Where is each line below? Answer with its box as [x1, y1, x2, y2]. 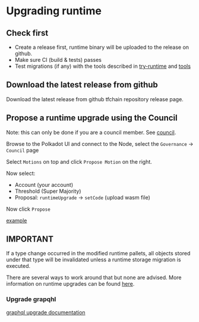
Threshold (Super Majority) [14, 187, 81, 195]
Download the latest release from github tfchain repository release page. [6, 95, 184, 102]
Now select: [6, 170, 36, 177]
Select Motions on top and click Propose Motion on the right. [6, 158, 153, 165]
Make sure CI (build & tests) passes [14, 57, 102, 63]
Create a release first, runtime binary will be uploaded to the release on [14, 43, 189, 51]
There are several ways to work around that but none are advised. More [6, 274, 182, 281]
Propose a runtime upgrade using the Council [6, 113, 178, 123]
